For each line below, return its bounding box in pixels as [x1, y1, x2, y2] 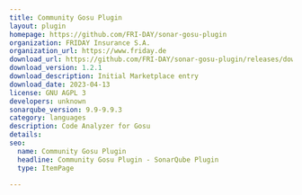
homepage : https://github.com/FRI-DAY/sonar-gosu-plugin [9, 30, 227, 39]
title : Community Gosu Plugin [9, 13, 123, 22]
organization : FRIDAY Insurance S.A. [9, 38, 151, 48]
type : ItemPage [17, 164, 75, 173]
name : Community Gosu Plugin [17, 146, 127, 155]
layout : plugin [9, 22, 67, 31]
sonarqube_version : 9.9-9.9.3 [9, 105, 123, 114]
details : [9, 130, 42, 139]
